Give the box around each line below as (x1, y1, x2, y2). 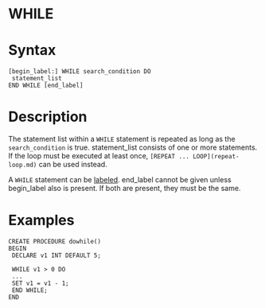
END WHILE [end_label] (8, 81, 84, 90)
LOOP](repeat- (192, 153, 240, 161)
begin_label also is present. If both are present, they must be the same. (8, 184, 241, 193)
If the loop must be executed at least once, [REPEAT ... (8, 151, 189, 161)
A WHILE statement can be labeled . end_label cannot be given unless (8, 175, 232, 185)
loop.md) (8, 161, 37, 170)
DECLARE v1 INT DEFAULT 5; (11, 251, 102, 259)
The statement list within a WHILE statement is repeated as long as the (8, 135, 236, 144)
